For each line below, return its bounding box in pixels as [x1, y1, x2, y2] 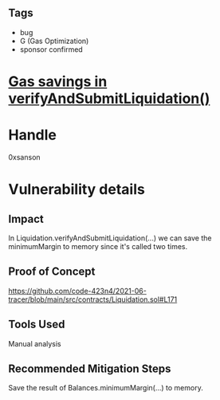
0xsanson [8, 152, 41, 162]
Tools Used [8, 318, 65, 331]
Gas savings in [8, 73, 108, 90]
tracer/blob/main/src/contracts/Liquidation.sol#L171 [8, 295, 178, 304]
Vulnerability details [8, 180, 145, 199]
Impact [8, 212, 44, 226]
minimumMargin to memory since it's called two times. [8, 241, 188, 251]
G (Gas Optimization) [19, 36, 89, 46]
